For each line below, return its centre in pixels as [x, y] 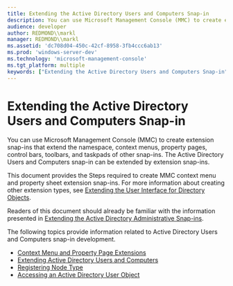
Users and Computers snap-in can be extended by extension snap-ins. [109, 162]
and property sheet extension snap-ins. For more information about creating [116, 183]
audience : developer [37, 26]
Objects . [19, 198]
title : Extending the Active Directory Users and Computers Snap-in [108, 14]
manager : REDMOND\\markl [43, 40]
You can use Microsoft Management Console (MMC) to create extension [111, 140]
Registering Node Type [50, 267]
